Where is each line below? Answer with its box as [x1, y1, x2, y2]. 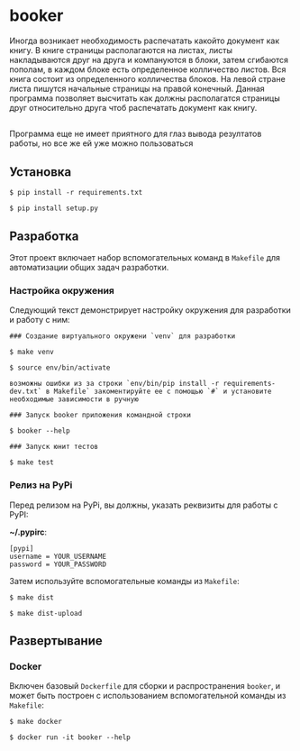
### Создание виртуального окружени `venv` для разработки [9, 332, 236, 341]
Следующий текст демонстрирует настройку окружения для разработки [9, 305, 291, 316]
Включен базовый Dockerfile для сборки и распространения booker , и [9, 681, 281, 691]
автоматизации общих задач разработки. [9, 261, 169, 272]
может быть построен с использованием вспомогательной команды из [9, 691, 286, 701]
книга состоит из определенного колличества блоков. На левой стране [9, 73, 286, 84]
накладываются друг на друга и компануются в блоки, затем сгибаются [9, 54, 288, 65]
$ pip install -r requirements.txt [9, 188, 143, 197]
